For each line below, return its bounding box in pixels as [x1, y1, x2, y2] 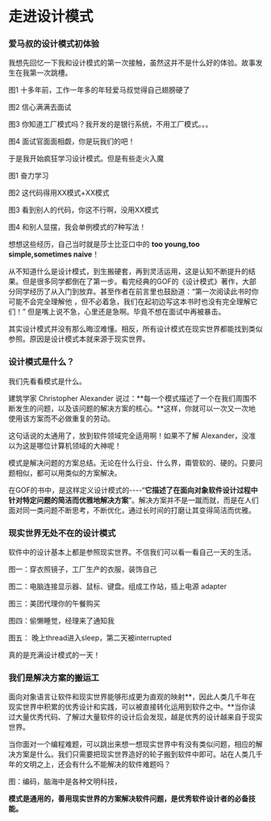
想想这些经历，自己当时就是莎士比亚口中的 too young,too [8, 240, 200, 249]
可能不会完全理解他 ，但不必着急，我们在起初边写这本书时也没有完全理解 [8, 297, 251, 306]
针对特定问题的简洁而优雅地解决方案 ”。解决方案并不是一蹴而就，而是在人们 [8, 495, 260, 505]
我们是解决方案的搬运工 [8, 673, 99, 683]
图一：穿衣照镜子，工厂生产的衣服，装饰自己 [8, 565, 157, 574]
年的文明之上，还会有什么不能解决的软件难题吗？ [8, 760, 171, 769]
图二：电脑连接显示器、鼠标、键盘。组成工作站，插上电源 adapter [8, 581, 227, 591]
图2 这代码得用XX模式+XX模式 [8, 188, 110, 198]
